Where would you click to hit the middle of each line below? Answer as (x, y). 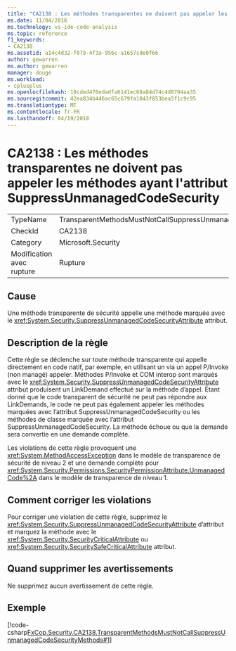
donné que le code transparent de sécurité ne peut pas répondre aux (107, 397)
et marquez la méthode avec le (52, 532)
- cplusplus (25, 86)
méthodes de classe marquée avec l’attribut (71, 420)
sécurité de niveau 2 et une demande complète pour (83, 463)
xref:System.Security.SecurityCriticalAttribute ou (78, 539)
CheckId (25, 231)
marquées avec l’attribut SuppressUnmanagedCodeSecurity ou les (104, 412)
